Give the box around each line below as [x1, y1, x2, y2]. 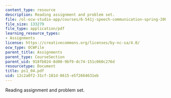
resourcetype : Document [5, 64, 56, 69]
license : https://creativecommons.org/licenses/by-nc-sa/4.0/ [5, 40, 140, 45]
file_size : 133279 [5, 21, 44, 27]
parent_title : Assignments [5, 50, 63, 55]
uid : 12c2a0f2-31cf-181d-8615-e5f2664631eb [5, 73, 99, 78]
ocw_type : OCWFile [5, 45, 44, 50]
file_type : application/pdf [5, 26, 65, 31]
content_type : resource [5, 7, 56, 13]
